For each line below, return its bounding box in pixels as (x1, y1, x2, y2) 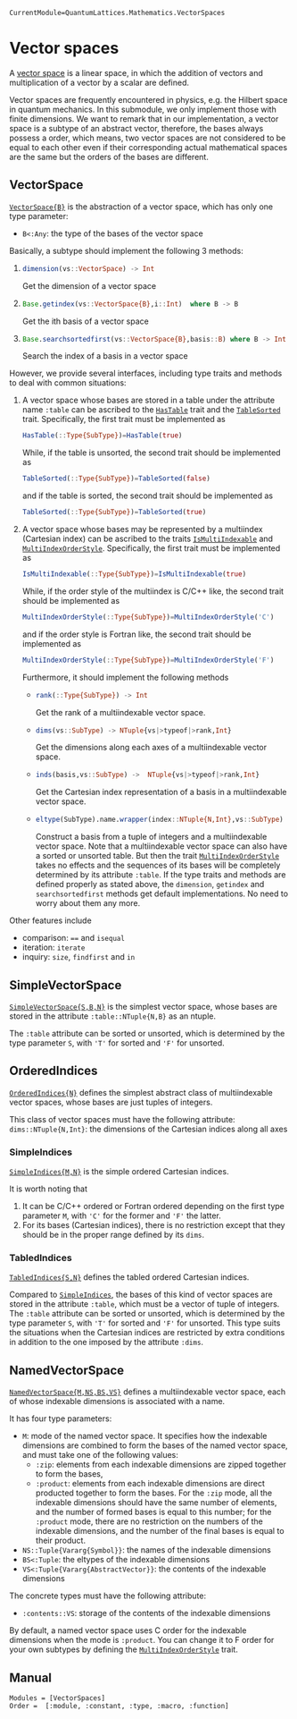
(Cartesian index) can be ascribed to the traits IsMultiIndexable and (21, 533, 274, 544)
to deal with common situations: (9, 377, 127, 388)
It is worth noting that (9, 1183, 87, 1194)
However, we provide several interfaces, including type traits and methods (9, 368, 283, 379)
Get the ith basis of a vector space (21, 316, 149, 326)
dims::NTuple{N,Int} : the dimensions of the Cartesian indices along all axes (9, 1123, 288, 1134)
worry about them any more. (35, 898, 141, 909)
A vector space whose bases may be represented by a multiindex (21, 524, 263, 534)
